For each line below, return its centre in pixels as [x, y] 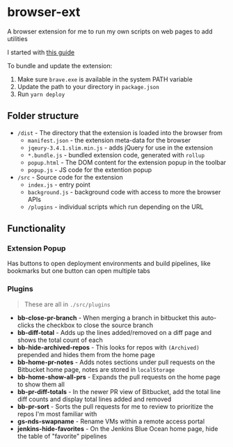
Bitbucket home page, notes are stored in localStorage [96, 369]
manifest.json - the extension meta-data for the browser [109, 140]
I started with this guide [41, 52]
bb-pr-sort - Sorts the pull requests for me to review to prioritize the [115, 406]
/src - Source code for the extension [70, 177]
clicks [26, 325]
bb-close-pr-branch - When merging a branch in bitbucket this [108, 317]
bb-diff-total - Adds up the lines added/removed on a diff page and [114, 332]
